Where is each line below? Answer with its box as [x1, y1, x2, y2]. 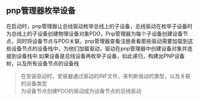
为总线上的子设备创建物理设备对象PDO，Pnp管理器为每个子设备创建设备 [6, 30, 183, 37]
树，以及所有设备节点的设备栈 [6, 60, 79, 67]
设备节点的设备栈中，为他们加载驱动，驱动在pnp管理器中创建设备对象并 [11, 45, 188, 52]
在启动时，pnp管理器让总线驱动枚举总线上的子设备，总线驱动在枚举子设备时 [6, 23, 193, 30]
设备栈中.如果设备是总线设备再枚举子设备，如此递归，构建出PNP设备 [16, 52, 185, 60]
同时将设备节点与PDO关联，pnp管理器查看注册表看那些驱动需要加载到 [16, 37, 188, 45]
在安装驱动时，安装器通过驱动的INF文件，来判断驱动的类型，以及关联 [20, 72, 191, 79]
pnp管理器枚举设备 [6, 5, 76, 16]
